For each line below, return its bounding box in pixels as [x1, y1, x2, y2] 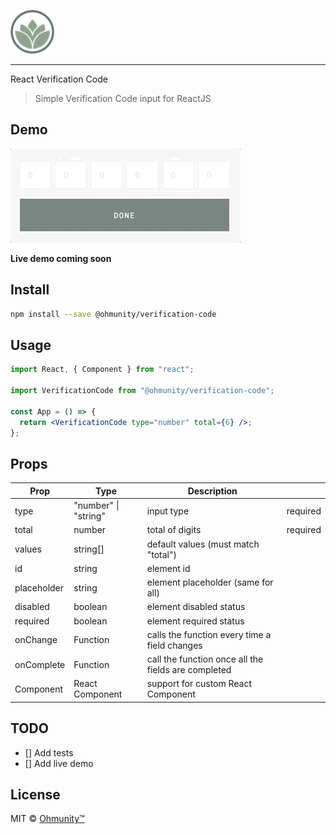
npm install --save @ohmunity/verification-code [10, 309, 217, 319]
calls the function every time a [146, 628, 272, 640]
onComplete [14, 658, 66, 670]
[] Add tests [24, 746, 74, 759]
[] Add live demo [24, 757, 94, 769]
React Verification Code [10, 73, 108, 85]
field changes [146, 639, 203, 651]
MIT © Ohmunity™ [10, 813, 85, 825]
